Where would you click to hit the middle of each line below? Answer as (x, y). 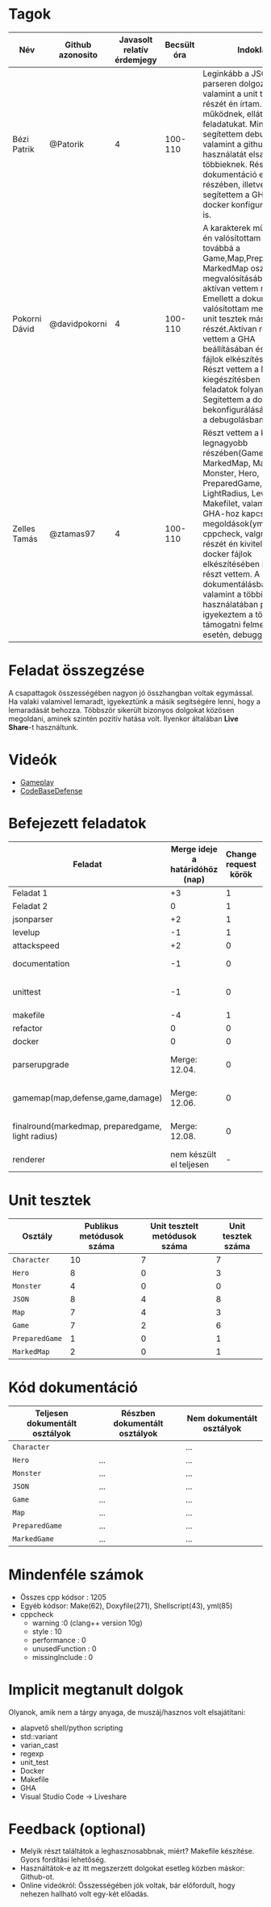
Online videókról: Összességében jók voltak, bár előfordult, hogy (127, 1885)
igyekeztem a (228, 614)
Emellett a (221, 298)
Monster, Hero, (231, 473)
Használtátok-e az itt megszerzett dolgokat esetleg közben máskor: (132, 1868)
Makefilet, (221, 503)
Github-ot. (37, 1877)
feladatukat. (225, 124)
